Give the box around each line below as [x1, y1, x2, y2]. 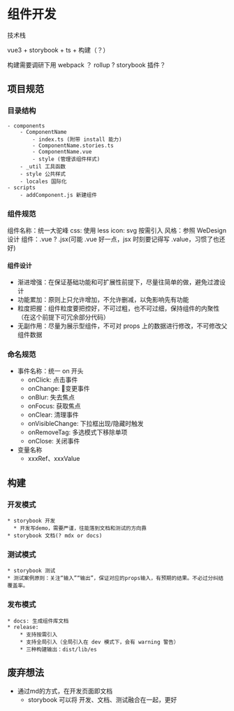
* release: [7, 623, 39, 630]
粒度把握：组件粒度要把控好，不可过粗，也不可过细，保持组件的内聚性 [17, 304, 220, 312]
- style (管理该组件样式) [32, 156, 101, 163]
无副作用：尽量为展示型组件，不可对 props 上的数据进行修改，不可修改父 [17, 322, 228, 330]
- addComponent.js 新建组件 [20, 191, 98, 198]
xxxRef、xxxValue [27, 455, 80, 463]
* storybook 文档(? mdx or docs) [7, 532, 103, 539]
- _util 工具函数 [20, 163, 66, 170]
